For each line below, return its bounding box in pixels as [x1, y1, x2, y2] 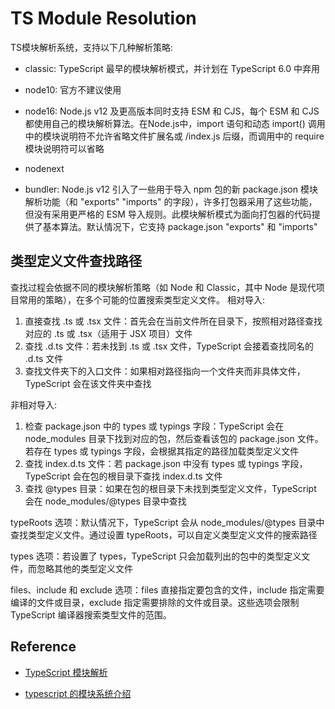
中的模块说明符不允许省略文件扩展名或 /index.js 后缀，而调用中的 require [24, 130, 325, 142]
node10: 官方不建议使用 [24, 83, 122, 96]
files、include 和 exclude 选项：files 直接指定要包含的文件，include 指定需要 [10, 583, 325, 596]
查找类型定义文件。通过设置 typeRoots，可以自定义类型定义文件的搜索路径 [10, 528, 318, 541]
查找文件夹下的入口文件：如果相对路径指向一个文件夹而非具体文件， [24, 365, 306, 377]
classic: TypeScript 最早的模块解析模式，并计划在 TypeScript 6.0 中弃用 [24, 62, 321, 74]
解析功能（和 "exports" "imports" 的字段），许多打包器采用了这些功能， [24, 195, 318, 207]
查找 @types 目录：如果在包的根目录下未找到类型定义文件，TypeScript [24, 482, 317, 494]
